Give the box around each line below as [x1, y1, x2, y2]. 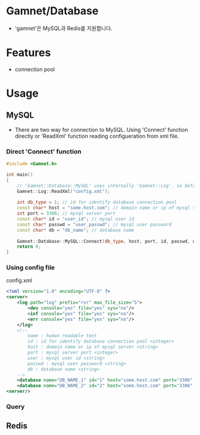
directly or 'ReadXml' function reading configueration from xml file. [14, 132, 179, 140]
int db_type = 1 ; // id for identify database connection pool [17, 199, 177, 205]
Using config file [6, 264, 55, 272]
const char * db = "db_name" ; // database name [17, 227, 135, 233]
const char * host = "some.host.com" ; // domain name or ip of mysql [17, 205, 190, 211]
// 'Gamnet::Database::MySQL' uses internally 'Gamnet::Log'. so [17, 183, 183, 189]
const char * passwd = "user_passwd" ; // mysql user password [17, 221, 171, 227]
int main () [6, 172, 33, 178]
